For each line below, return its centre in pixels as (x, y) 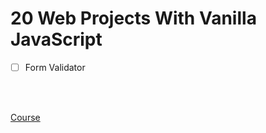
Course (25, 117)
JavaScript (56, 39)
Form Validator (55, 67)
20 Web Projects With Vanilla (133, 18)
